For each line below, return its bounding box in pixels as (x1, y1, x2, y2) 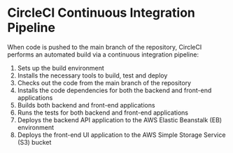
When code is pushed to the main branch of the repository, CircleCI (7, 43, 202, 51)
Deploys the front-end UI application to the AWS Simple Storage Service (17, 131, 226, 139)
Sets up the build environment (17, 64, 105, 72)
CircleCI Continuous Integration (7, 5, 196, 21)
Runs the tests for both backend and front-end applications (17, 108, 189, 117)
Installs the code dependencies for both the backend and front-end (17, 86, 212, 94)
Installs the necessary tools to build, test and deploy (17, 71, 168, 80)
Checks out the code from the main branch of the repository (17, 78, 191, 87)
